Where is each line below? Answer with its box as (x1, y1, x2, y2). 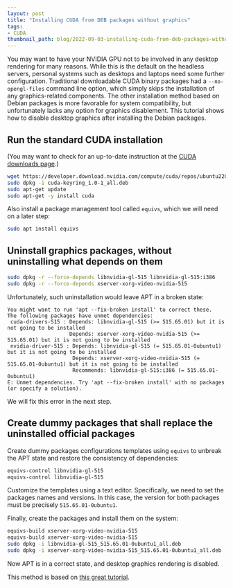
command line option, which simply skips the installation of (46, 84, 215, 93)
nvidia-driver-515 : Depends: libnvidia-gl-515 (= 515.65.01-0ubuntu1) (10, 342, 222, 350)
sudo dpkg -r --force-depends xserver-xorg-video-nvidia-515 (7, 280, 188, 287)
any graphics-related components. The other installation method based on (7, 91, 220, 100)
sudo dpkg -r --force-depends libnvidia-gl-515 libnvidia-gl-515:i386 (7, 274, 216, 281)
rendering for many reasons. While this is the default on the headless (7, 62, 205, 71)
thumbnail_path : (7, 36, 54, 43)
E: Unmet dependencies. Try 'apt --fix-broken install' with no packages (7, 379, 225, 386)
